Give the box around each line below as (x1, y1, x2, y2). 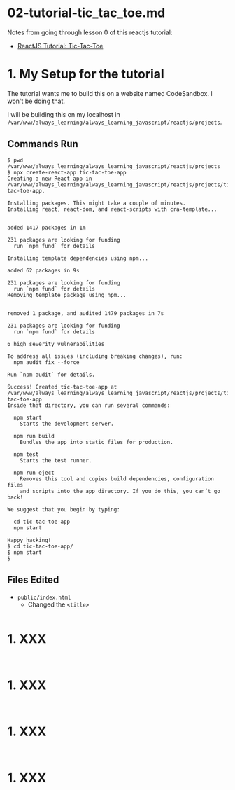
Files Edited (7, 574, 59, 586)
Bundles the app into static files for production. (20, 438, 173, 445)
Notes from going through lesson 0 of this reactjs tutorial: (7, 28, 173, 36)
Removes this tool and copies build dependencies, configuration (20, 475, 215, 483)
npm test (13, 450, 39, 458)
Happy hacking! (7, 536, 52, 543)
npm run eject (13, 469, 55, 476)
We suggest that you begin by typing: (7, 506, 120, 513)
